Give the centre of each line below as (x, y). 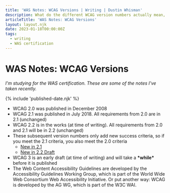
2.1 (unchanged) (30, 119)
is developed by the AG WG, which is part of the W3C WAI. (75, 185)
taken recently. (21, 88)
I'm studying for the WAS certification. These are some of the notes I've (81, 83)
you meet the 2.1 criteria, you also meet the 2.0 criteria (70, 141)
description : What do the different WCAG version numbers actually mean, (86, 15)
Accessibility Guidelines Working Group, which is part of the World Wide (89, 174)
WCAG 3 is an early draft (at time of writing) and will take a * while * (83, 158)
